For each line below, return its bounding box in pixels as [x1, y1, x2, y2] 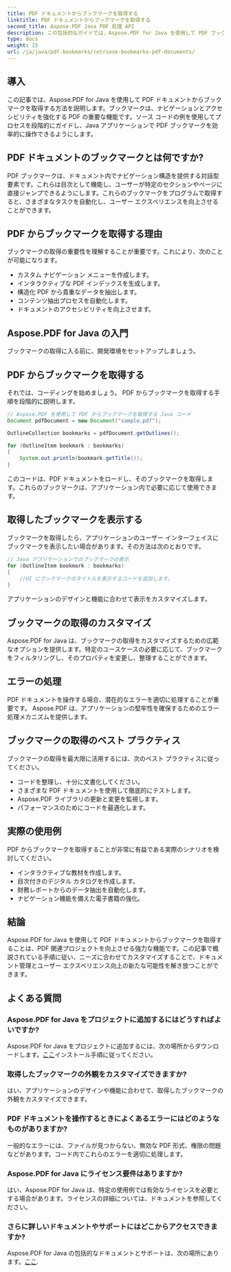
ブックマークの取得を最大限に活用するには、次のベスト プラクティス [7, 754, 201, 762]
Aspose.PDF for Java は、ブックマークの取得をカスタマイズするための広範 [7, 636, 219, 645]
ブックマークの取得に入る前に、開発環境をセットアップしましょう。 [7, 347, 199, 355]
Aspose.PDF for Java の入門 [7, 327, 129, 339]
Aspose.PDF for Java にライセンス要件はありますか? [7, 1169, 184, 1178]
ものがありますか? [7, 1124, 68, 1134]
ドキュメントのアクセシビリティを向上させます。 [16, 305, 155, 313]
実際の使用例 [7, 826, 62, 837]
